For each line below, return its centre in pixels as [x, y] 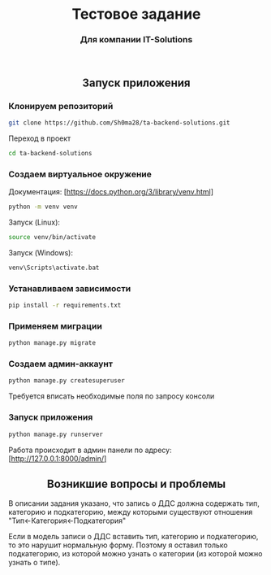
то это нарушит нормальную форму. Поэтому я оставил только [118, 545]
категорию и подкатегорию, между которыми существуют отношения [131, 512]
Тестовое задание [136, 14]
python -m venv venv [43, 207]
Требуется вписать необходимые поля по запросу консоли [112, 396]
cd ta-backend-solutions [50, 154]
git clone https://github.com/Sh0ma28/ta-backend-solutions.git [119, 123]
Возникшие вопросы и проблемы [136, 484]
